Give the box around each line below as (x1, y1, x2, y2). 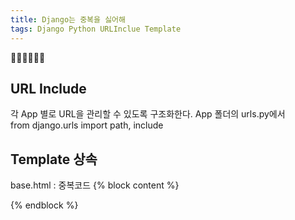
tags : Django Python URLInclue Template (10, 24, 182, 34)
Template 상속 (10, 151, 98, 168)
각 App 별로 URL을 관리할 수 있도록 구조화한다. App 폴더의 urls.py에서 (10, 108, 286, 120)
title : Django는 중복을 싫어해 (10, 14, 126, 25)
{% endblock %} (10, 199, 79, 211)
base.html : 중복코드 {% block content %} (10, 179, 180, 191)
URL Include (10, 80, 87, 97)
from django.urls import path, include (10, 119, 164, 131)
